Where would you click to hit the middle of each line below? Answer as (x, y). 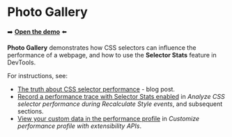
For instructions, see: (38, 75)
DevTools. (22, 62)
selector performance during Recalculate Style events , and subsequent (120, 104)
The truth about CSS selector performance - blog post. (96, 89)
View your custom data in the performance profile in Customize (108, 118)
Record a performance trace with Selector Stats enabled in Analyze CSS (121, 96)
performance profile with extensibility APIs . (79, 126)
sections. (30, 111)
